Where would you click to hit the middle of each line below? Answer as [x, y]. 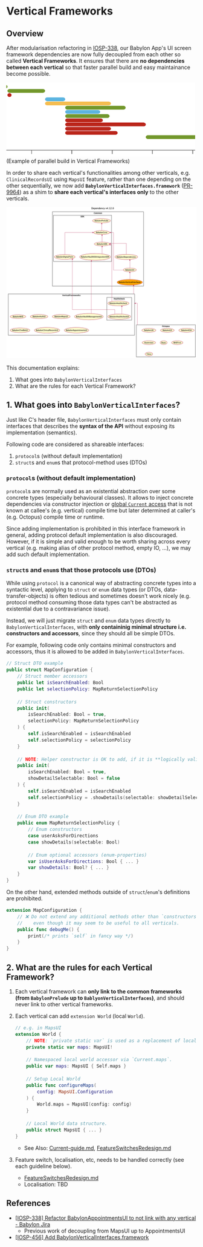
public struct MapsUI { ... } [64, 1130]
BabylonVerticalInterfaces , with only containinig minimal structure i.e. [96, 627]
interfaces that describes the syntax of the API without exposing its [91, 426]
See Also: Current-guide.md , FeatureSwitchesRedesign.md [97, 1148]
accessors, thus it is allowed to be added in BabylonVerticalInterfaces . [95, 652]
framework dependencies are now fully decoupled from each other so [94, 54]
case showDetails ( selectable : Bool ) [74, 842]
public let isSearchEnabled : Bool [60, 683]
